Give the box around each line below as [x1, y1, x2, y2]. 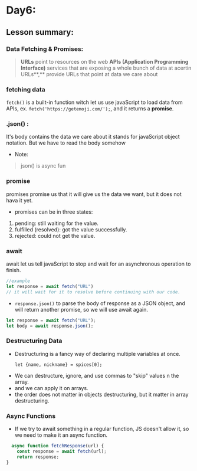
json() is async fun [20, 162, 66, 169]
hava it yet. [6, 197, 33, 204]
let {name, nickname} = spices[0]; [14, 361, 103, 368]
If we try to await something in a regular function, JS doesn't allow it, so [14, 426, 189, 433]
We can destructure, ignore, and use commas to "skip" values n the [14, 372, 179, 379]
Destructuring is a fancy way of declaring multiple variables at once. [14, 350, 181, 357]
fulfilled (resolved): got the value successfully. [14, 225, 127, 233]
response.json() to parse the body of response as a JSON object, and [14, 299, 186, 307]
